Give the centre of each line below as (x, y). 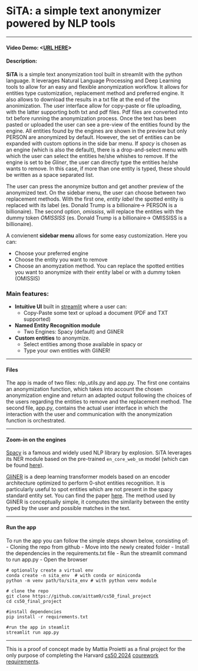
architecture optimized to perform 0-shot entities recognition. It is (86, 483)
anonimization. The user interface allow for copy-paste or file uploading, (94, 105)
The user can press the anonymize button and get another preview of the (95, 186)
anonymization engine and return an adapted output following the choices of (99, 395)
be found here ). (25, 465)
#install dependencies (34, 612)
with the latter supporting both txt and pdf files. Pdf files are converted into (97, 112)
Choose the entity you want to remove (61, 259)
